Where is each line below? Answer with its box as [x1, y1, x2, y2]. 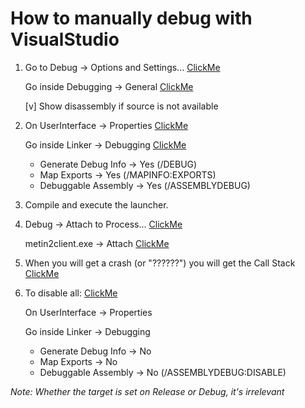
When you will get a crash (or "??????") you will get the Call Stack [24, 257, 296, 269]
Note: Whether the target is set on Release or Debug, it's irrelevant [10, 385, 285, 397]
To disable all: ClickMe [24, 287, 118, 299]
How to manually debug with [10, 7, 253, 30]
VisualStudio [10, 28, 120, 51]
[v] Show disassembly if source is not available [24, 100, 219, 112]
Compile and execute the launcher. [24, 198, 169, 211]
